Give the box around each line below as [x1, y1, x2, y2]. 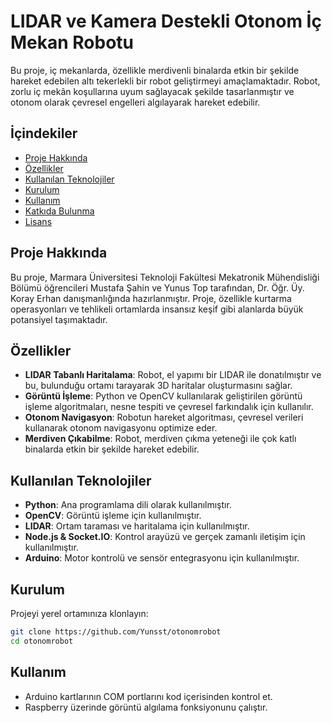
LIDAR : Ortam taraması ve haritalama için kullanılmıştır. [24, 520, 250, 532]
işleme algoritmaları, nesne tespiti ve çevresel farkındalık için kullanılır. [24, 401, 314, 413]
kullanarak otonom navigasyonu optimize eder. [24, 422, 218, 434]
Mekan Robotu [10, 31, 135, 54]
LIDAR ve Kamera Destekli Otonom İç [10, 10, 322, 33]
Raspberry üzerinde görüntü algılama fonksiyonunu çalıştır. [24, 701, 268, 713]
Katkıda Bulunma [24, 205, 95, 217]
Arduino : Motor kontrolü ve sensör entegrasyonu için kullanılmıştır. [24, 552, 300, 564]
